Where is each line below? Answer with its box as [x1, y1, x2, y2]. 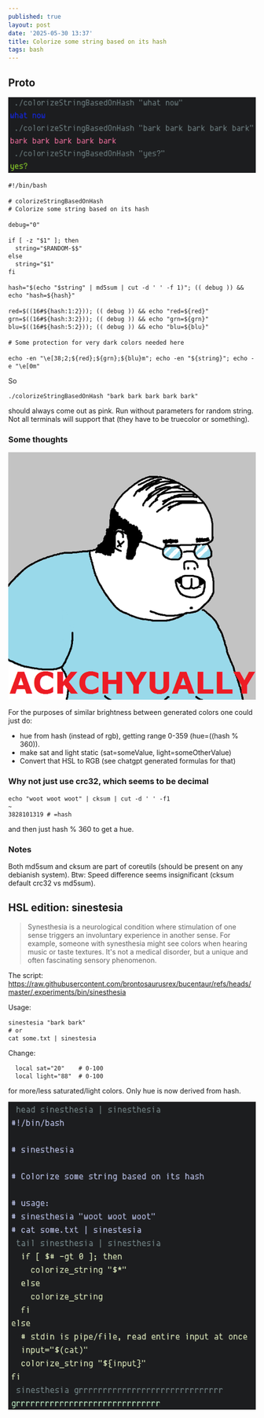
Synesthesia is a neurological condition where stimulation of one [27, 922, 237, 931]
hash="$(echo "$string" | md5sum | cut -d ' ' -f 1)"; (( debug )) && [8, 284, 244, 291]
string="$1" [15, 260, 55, 268]
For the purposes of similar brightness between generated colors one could [8, 708, 253, 717]
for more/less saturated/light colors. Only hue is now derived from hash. [8, 1086, 241, 1095]
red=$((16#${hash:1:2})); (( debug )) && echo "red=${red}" [8, 307, 210, 315]
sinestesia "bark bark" [8, 1018, 86, 1027]
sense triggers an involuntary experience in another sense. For [27, 930, 231, 940]
